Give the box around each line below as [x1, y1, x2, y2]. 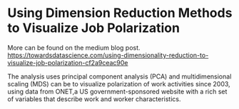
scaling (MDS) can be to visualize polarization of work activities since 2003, [7, 79, 230, 88]
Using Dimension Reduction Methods [7, 5, 233, 21]
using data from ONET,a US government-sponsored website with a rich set [7, 87, 228, 96]
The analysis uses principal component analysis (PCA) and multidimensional [7, 72, 232, 81]
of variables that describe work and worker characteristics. [7, 94, 181, 103]
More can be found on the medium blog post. [7, 43, 141, 52]
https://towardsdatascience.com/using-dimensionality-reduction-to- [7, 51, 209, 59]
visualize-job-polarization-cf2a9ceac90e [7, 58, 128, 67]
